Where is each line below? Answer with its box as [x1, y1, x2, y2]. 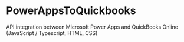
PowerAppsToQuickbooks [6, 4, 136, 17]
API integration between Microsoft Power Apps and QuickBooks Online [6, 23, 179, 30]
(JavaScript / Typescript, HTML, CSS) [6, 29, 98, 36]
